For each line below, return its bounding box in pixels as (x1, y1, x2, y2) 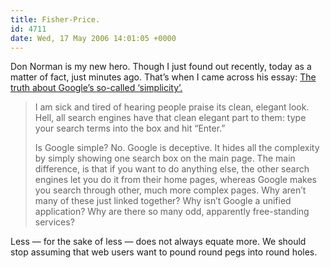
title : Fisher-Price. (10, 14, 101, 25)
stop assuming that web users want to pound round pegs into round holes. (10, 246, 318, 258)
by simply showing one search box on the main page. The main (34, 152, 296, 165)
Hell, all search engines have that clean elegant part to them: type (34, 112, 307, 124)
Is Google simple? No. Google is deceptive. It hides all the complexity (34, 142, 320, 154)
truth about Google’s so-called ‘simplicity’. (10, 82, 183, 94)
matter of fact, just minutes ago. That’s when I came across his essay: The (10, 71, 317, 83)
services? (34, 216, 75, 228)
